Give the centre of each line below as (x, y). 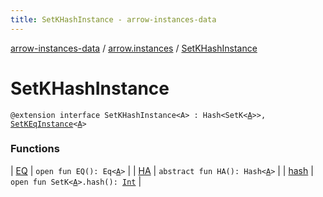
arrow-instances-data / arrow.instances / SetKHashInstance (134, 48)
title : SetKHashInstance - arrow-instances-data (113, 19)
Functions (35, 149)
